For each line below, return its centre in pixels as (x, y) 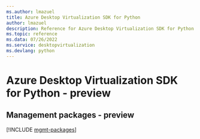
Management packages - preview (70, 115)
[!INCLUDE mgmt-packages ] (41, 129)
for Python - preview (58, 93)
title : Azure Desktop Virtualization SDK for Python (73, 17)
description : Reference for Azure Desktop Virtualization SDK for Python (100, 28)
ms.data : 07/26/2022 (32, 40)
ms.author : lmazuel (31, 12)
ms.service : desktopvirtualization (51, 46)
